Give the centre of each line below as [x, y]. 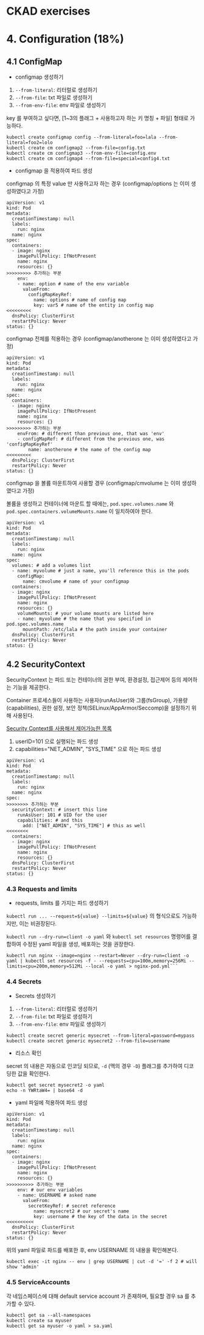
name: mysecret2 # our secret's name [81, 1211]
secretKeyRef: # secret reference [72, 1206]
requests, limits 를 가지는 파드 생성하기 [62, 903]
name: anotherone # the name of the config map [90, 450]
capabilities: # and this [50, 821]
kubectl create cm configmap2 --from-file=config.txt [76, 148]
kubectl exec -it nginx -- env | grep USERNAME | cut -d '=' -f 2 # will [102, 1261]
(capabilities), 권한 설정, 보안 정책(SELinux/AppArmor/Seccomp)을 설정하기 [98, 708]
